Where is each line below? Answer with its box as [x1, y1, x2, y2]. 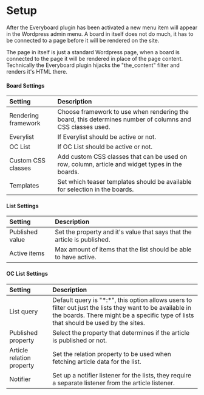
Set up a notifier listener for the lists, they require [52, 371, 192, 379]
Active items [9, 249, 45, 257]
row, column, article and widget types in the [57, 160, 182, 169]
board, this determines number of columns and [57, 115, 191, 124]
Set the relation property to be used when [52, 349, 171, 358]
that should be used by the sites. [52, 318, 145, 327]
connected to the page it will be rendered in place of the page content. [6, 55, 183, 62]
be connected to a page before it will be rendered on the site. [6, 37, 160, 44]
